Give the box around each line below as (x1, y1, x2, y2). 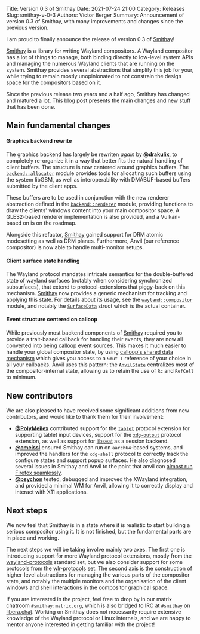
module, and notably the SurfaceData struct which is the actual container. (6, 302, 186, 310)
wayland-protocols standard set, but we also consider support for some (6, 558, 183, 565)
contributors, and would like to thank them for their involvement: (6, 413, 164, 420)
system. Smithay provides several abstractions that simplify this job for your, (6, 66, 194, 73)
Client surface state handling (6, 257, 80, 265)
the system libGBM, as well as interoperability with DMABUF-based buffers (6, 176, 191, 183)
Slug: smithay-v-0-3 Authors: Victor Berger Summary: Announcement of (6, 11, 184, 19)
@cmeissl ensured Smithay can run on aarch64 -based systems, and (14, 443, 183, 451)
